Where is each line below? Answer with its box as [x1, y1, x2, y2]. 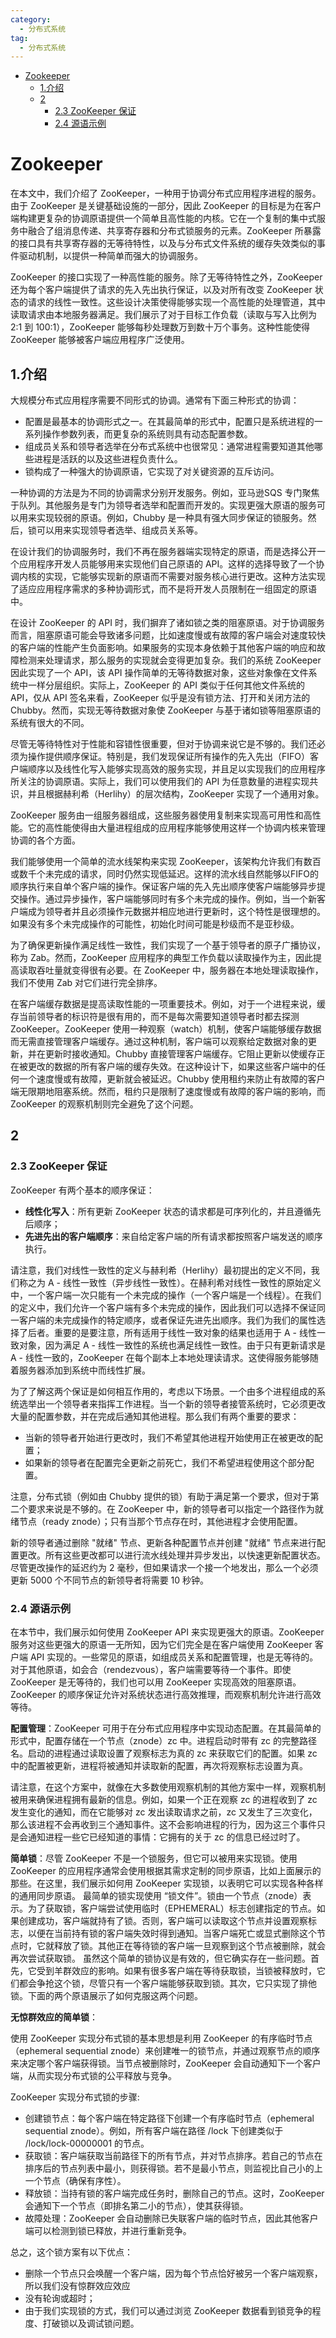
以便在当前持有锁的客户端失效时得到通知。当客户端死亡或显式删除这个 [27, 1927, 317, 1939]
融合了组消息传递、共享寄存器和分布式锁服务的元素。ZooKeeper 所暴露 [27, 225, 322, 237]
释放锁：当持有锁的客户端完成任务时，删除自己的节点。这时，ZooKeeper [24, 2187, 325, 2199]
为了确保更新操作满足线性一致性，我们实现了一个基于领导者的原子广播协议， [10, 939, 326, 951]
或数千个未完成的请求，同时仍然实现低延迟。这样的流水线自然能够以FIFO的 [10, 868, 319, 880]
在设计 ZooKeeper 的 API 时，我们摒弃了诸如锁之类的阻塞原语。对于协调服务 [10, 617, 325, 628]
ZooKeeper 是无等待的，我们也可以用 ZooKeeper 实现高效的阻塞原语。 [10, 1676, 302, 1688]
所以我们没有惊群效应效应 [24, 2279, 131, 2291]
